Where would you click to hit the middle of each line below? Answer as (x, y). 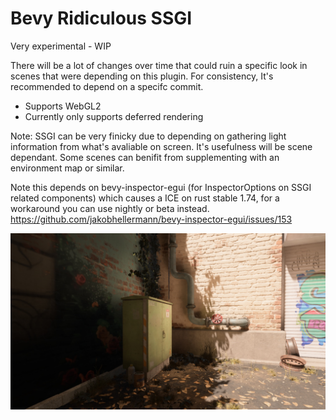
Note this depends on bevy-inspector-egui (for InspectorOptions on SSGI (161, 187)
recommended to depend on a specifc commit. (107, 86)
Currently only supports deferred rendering (114, 116)
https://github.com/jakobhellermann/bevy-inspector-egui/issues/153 (151, 219)
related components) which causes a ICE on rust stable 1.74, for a (145, 198)
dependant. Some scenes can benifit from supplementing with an (145, 157)
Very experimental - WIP (61, 46)
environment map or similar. (67, 168)
